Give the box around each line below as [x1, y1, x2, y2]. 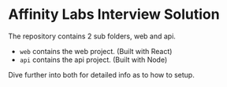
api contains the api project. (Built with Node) [19, 55, 168, 64]
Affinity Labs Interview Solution [8, 5, 220, 24]
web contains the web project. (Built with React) [19, 46, 173, 56]
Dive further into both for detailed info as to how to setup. [8, 70, 195, 79]
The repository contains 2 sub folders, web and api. [8, 31, 176, 41]
